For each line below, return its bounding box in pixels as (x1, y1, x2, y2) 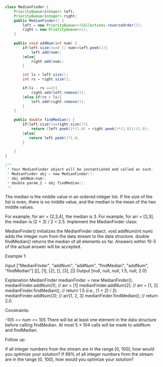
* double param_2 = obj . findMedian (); (7, 180, 86, 185)
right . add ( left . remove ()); (31, 90, 86, 95)
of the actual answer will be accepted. (5, 244, 82, 250)
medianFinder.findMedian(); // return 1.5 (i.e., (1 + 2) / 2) (5, 288, 117, 293)
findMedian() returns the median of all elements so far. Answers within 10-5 (5, 239, 157, 245)
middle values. (5, 204, 35, 210)
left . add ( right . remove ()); (31, 99, 86, 104)
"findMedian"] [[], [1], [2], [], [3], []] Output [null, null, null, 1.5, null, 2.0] (5, 268, 147, 274)
